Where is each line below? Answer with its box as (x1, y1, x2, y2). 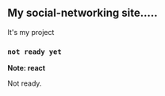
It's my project (7, 27, 55, 36)
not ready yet (7, 47, 62, 56)
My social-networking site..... (7, 6, 158, 20)
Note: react (7, 63, 45, 73)
